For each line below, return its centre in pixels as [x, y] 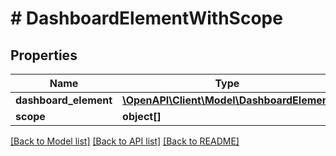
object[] [142, 116]
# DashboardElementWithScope [146, 18]
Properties [44, 55]
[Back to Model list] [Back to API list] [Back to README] [125, 141]
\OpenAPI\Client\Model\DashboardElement [227, 100]
